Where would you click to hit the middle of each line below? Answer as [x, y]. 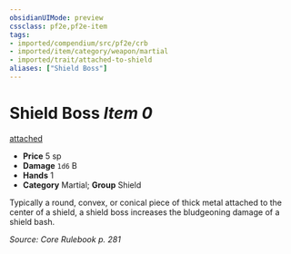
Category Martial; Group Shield [82, 185]
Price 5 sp [42, 156]
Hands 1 [38, 175]
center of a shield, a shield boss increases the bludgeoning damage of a [145, 212]
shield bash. [32, 221]
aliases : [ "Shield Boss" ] [58, 69]
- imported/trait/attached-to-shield [81, 60]
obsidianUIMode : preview [56, 18]
